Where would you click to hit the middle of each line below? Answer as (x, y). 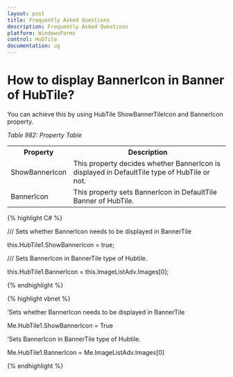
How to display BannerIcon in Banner (116, 80)
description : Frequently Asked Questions (68, 26)
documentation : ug (34, 46)
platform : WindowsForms (42, 33)
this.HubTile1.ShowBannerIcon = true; (61, 244)
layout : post (26, 14)
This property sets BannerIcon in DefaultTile (145, 192)
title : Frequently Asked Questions (59, 20)
